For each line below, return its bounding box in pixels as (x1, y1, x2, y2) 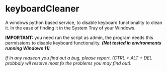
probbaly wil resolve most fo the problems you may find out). (5, 60, 132, 66)
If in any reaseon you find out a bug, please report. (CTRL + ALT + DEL (5, 54, 152, 60)
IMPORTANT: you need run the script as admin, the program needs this (5, 34, 153, 40)
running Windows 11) (5, 45, 50, 51)
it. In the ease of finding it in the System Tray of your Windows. (5, 24, 136, 30)
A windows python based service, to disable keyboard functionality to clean (5, 19, 162, 25)
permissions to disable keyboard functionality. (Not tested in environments (5, 39, 162, 45)
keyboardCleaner (5, 3, 79, 14)
